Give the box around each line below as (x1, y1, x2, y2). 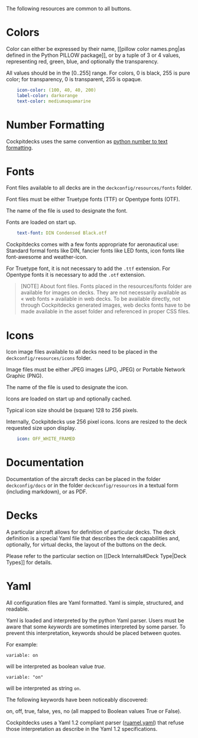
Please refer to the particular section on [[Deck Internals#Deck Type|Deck (6, 553, 187, 559)
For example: (6, 641, 38, 648)
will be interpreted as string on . (6, 684, 82, 692)
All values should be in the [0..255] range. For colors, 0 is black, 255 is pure (6, 69, 190, 76)
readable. (6, 605, 30, 612)
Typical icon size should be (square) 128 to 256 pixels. (6, 407, 139, 414)
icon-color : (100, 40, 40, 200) (17, 87, 96, 93)
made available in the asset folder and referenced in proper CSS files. (20, 308, 190, 315)
